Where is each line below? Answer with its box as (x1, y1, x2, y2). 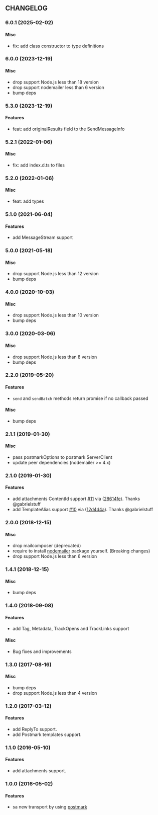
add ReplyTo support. (12, 726, 57, 732)
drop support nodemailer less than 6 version (12, 84, 104, 90)
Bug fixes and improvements (12, 648, 72, 655)
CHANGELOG (5, 4, 48, 13)
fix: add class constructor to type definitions (12, 43, 104, 49)
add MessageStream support (12, 234, 73, 240)
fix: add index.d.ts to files (12, 162, 65, 168)
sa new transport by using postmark (12, 804, 88, 810)
